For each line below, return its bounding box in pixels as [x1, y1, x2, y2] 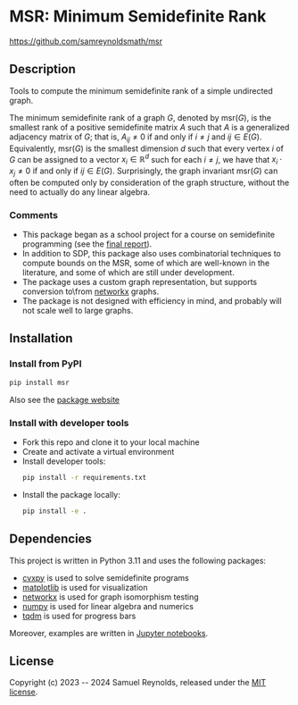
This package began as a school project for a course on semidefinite [21, 230, 275, 240]
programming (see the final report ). [21, 239, 153, 249]
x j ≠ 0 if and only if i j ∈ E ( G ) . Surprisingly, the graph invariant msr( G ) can [9, 165, 278, 178]
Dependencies [9, 532, 92, 547]
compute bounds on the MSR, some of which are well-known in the [21, 257, 270, 269]
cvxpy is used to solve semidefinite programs [21, 572, 190, 583]
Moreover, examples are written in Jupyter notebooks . [9, 627, 209, 638]
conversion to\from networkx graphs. [21, 286, 160, 297]
